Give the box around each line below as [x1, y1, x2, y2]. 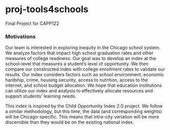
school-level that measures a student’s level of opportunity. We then [5, 61, 149, 67]
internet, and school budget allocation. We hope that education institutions [5, 82, 162, 88]
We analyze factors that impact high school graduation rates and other [5, 50, 154, 56]
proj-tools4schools [5, 4, 88, 15]
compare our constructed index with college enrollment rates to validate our [5, 66, 165, 72]
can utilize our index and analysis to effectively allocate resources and [5, 88, 153, 94]
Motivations [5, 33, 36, 40]
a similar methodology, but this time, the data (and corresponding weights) [5, 108, 162, 115]
